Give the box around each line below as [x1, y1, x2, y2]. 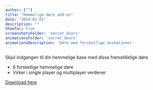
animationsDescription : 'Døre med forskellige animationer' [5, 40, 135, 46]
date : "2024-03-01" [5, 17, 46, 22]
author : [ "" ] [5, 7, 33, 13]
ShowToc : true [5, 26, 35, 31]
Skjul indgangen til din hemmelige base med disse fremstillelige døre [5, 54, 148, 60]
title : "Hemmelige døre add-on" [5, 12, 73, 17]
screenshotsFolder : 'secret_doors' [5, 31, 80, 36]
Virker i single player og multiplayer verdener [12, 69, 106, 75]
